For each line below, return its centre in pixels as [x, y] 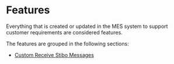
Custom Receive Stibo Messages [54, 55]
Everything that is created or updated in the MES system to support [87, 26]
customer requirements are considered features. [64, 32]
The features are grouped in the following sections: [68, 44]
